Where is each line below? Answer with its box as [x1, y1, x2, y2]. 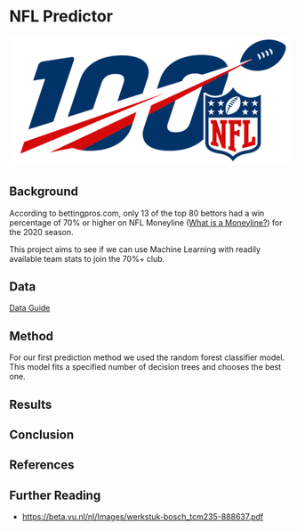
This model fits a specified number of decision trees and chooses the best [9, 362, 282, 372]
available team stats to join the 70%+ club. [9, 253, 165, 264]
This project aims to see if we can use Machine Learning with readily [9, 243, 261, 255]
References [9, 457, 75, 473]
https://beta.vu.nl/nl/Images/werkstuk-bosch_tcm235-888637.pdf [21, 511, 264, 522]
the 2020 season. [9, 226, 74, 237]
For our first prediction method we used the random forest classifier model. [9, 352, 285, 363]
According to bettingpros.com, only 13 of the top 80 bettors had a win [9, 208, 265, 218]
